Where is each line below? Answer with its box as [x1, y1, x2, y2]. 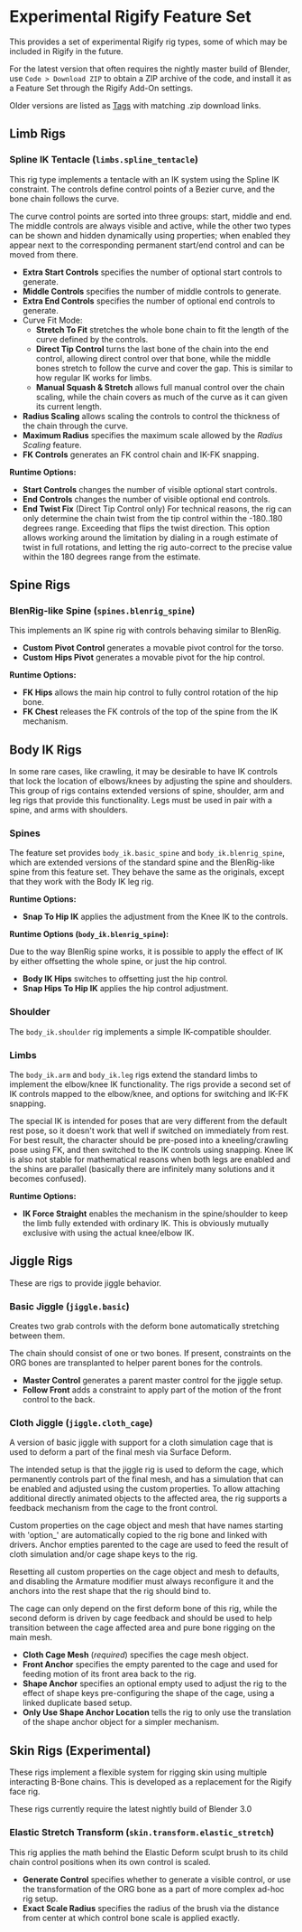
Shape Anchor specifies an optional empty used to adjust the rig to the [22, 1678, 287, 1689]
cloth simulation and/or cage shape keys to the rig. [9, 1549, 198, 1560]
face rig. [9, 1787, 41, 1797]
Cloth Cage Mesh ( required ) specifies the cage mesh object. [22, 1649, 250, 1660]
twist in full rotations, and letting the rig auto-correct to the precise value [22, 541, 293, 552]
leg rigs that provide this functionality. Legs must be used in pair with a [9, 795, 273, 806]
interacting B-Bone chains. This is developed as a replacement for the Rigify [9, 1777, 292, 1787]
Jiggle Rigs [9, 1253, 74, 1269]
